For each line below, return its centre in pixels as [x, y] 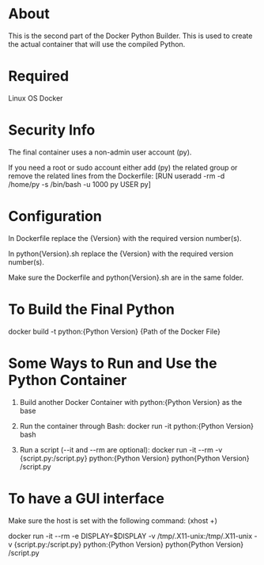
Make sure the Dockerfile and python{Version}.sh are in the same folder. [126, 277]
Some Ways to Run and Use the [113, 363]
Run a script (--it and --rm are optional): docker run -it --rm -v [121, 449]
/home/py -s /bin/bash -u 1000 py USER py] [80, 184]
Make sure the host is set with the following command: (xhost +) [113, 521]
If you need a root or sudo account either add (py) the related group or [123, 167]
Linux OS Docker [36, 98]
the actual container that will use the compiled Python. [97, 44]
